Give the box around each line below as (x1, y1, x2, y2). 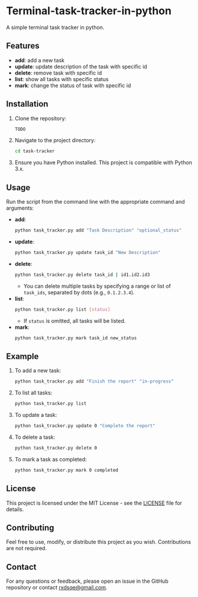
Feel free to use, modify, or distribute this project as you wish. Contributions (6, 538, 191, 545)
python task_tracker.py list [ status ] (14, 306, 111, 312)
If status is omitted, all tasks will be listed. (23, 317, 126, 324)
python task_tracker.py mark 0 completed (14, 467, 118, 473)
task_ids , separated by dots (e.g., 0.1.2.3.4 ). (23, 288, 135, 296)
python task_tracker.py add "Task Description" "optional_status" (14, 227, 182, 233)
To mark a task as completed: (14, 455, 87, 463)
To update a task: (14, 412, 57, 419)
